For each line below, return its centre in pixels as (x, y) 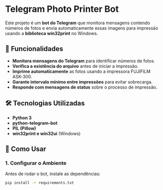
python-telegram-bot (35, 123)
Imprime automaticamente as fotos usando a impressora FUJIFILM (81, 71)
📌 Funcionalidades (34, 49)
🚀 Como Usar (26, 149)
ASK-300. (22, 76)
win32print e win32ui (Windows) (46, 133)
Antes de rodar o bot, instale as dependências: (53, 174)
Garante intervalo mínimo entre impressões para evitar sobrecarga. (82, 82)
